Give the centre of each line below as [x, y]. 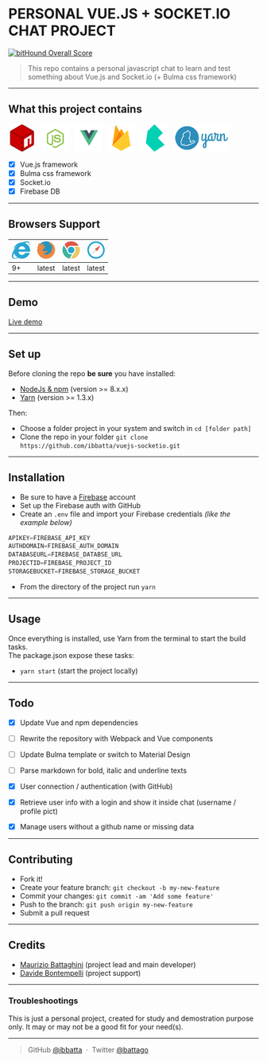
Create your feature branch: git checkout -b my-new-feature [120, 887]
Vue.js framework [48, 164]
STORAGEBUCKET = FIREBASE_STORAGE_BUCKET [74, 571]
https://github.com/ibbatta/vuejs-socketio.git [100, 446]
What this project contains [75, 110]
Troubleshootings [43, 1001]
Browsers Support [54, 224]
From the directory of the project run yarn [88, 586]
